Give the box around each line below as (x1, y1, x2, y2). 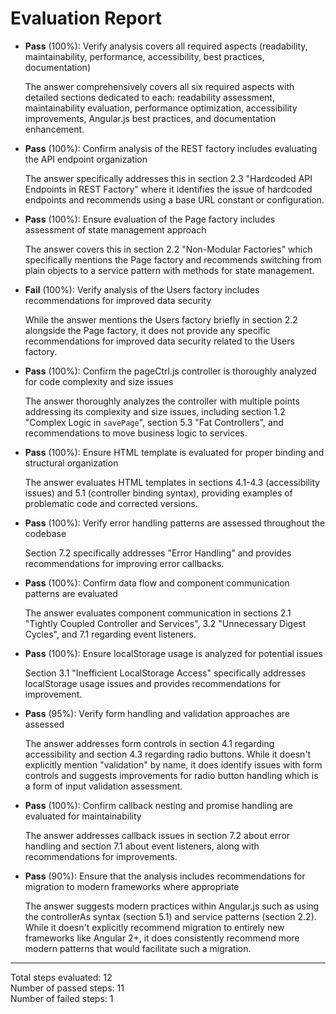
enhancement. (24, 123, 85, 135)
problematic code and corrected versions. (24, 497, 198, 509)
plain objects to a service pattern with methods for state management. (24, 264, 315, 276)
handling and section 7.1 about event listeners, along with (24, 840, 260, 852)
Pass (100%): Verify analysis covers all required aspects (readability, (24, 40, 308, 52)
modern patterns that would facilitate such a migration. (24, 942, 252, 954)
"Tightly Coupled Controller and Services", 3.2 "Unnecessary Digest (24, 617, 307, 629)
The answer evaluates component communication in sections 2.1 (24, 607, 292, 619)
